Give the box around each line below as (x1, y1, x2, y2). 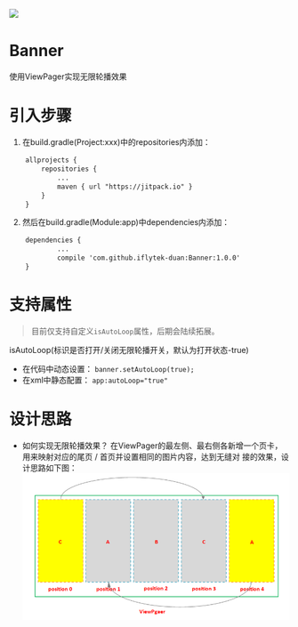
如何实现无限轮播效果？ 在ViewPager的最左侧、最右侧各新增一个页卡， (21, 440, 283, 451)
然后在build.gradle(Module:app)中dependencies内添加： (21, 216, 230, 227)
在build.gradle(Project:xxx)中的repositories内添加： (21, 136, 211, 147)
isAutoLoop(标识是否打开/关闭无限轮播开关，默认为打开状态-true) (9, 344, 249, 355)
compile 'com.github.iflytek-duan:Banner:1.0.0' (56, 253, 241, 262)
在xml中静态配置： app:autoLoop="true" (21, 374, 169, 385)
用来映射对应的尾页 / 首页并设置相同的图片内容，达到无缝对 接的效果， (21, 451, 282, 462)
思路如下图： (29, 462, 77, 473)
